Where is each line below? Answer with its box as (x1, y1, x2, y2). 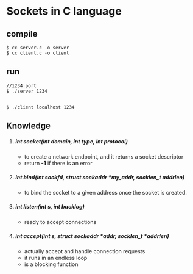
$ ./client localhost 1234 (6, 104, 75, 110)
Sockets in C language (6, 4, 122, 18)
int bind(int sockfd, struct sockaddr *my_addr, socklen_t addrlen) (15, 173, 185, 181)
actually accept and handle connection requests (24, 248, 146, 255)
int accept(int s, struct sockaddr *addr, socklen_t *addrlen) (15, 232, 169, 239)
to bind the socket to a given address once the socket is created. (24, 189, 188, 196)
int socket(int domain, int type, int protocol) (15, 137, 128, 145)
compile (6, 29, 38, 39)
